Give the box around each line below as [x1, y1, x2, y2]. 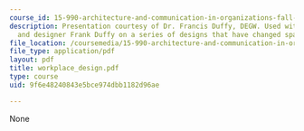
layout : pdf [9, 55, 54, 64]
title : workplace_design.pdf [9, 64, 119, 73]
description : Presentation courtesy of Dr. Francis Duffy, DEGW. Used [9, 22, 281, 31]
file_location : [9, 38, 67, 48]
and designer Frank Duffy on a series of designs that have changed [17, 30, 281, 39]
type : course [9, 72, 59, 81]
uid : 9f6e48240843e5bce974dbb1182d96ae [9, 80, 160, 89]
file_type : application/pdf [9, 47, 116, 56]
